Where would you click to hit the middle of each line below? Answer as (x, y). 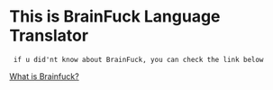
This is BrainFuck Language (115, 17)
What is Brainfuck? (44, 76)
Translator (49, 36)
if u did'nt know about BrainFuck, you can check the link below (138, 59)
